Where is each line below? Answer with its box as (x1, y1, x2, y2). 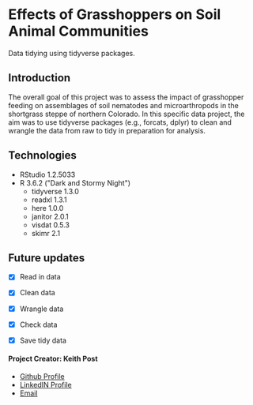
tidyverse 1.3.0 (31, 186, 79, 196)
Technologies (8, 148, 77, 163)
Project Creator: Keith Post (8, 354, 98, 364)
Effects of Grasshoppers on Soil (8, 6, 221, 24)
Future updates (8, 251, 85, 264)
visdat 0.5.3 (31, 219, 70, 230)
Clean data (19, 288, 55, 298)
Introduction (8, 71, 71, 84)
